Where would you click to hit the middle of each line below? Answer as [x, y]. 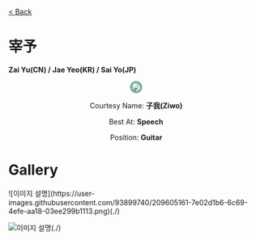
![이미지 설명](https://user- [52, 193]
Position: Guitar [136, 137]
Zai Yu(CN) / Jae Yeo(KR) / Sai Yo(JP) [73, 69]
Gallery [33, 170]
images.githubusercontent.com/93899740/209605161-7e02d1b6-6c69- [128, 202]
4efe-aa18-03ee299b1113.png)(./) [64, 211]
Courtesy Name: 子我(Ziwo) [136, 105]
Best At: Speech [136, 121]
